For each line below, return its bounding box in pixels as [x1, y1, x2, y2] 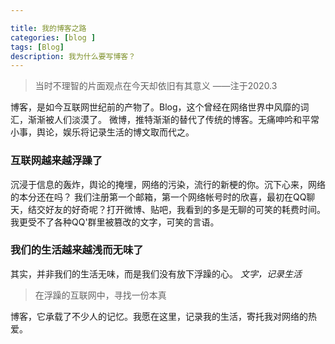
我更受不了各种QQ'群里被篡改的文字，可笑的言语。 [10, 216, 220, 228]
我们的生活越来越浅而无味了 [10, 243, 144, 257]
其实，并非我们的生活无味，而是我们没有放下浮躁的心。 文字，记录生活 [10, 267, 302, 280]
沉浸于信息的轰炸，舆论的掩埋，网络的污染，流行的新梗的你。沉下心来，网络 [10, 178, 326, 190]
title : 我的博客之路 [10, 23, 87, 33]
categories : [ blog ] [10, 32, 97, 43]
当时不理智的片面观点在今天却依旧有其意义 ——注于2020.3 [34, 80, 278, 92]
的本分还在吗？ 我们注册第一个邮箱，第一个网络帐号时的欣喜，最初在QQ [10, 191, 307, 203]
